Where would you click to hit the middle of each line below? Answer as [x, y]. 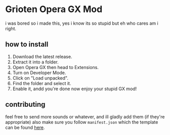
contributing [25, 105]
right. [11, 28]
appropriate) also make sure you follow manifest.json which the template [82, 122]
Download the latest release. [42, 56]
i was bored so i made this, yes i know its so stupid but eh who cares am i [82, 23]
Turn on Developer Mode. [39, 73]
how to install [27, 45]
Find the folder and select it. [42, 83]
